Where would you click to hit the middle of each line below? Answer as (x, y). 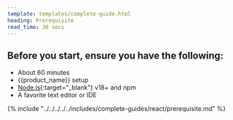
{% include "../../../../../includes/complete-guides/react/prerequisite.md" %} (116, 109)
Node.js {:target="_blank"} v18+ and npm (77, 88)
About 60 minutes (43, 73)
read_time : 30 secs (36, 27)
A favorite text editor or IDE (57, 95)
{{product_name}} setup (53, 80)
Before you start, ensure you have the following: (115, 55)
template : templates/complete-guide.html (69, 14)
